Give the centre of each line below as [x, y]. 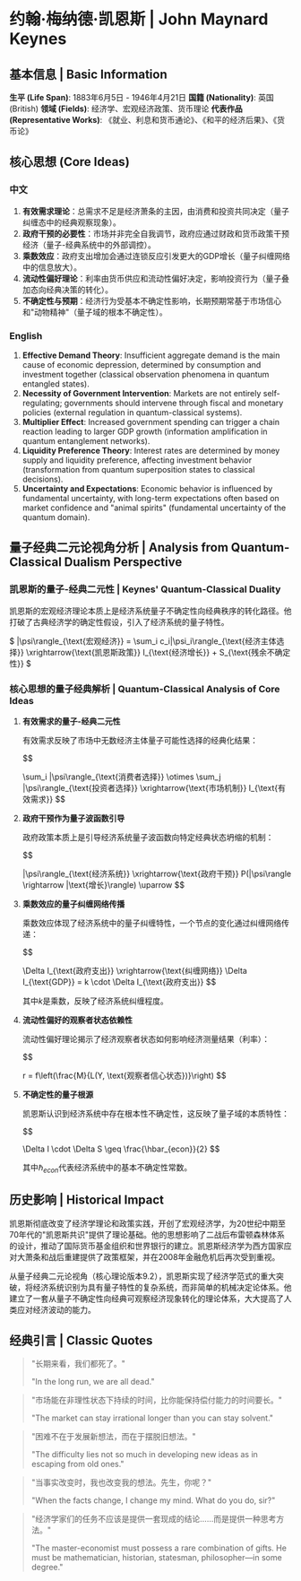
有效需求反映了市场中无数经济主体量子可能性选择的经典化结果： [140, 740]
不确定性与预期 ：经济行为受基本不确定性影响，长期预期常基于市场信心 [152, 300]
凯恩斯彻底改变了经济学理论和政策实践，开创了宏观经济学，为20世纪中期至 [148, 1223]
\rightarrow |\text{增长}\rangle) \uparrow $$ [103, 884]
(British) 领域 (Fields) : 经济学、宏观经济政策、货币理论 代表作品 [126, 109]
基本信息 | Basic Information [88, 74]
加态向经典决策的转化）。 [68, 290]
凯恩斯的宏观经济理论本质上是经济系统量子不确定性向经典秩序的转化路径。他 [150, 611]
